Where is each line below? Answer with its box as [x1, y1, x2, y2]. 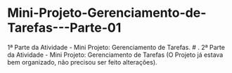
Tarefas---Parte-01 [7, 20, 122, 36]
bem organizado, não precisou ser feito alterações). [7, 58, 157, 66]
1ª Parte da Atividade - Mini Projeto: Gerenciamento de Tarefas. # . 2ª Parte [7, 43, 225, 51]
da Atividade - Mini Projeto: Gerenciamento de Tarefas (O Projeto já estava [7, 51, 224, 59]
